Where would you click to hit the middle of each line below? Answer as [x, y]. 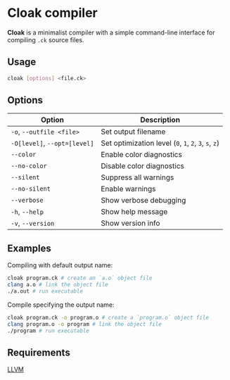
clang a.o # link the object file [58, 285]
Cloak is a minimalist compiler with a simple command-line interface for [111, 32]
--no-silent [31, 189]
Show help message [134, 212]
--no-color [29, 166]
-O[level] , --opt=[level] [52, 144]
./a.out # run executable [45, 291]
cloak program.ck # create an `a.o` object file [80, 278]
